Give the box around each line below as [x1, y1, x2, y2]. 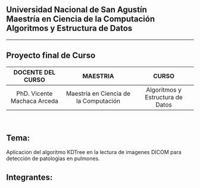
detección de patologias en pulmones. [6, 155, 100, 162]
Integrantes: [6, 172, 53, 182]
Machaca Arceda [11, 96, 58, 105]
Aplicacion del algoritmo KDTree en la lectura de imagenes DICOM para [6, 149, 182, 156]
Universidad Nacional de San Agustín [6, 5, 148, 15]
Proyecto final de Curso [6, 51, 96, 61]
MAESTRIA [82, 71, 114, 80]
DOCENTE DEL [13, 68, 56, 76]
